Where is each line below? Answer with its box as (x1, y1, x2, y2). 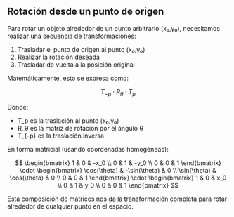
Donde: (7, 103, 29, 111)
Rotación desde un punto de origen (7, 6, 164, 18)
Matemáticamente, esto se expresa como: (7, 74, 129, 82)
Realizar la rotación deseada (17, 53, 100, 61)
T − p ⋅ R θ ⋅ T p (100, 87, 136, 98)
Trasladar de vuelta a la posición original (17, 60, 135, 69)
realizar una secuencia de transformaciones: (7, 32, 137, 40)
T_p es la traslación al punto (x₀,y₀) (17, 116, 119, 125)
